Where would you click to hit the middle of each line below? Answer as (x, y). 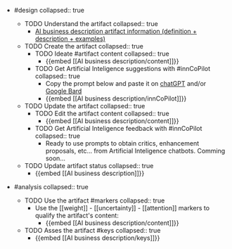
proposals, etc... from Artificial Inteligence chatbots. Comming (135, 151)
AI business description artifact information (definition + (116, 31)
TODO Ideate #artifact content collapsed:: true (102, 53)
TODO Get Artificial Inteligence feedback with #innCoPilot (118, 128)
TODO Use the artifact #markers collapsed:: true (95, 200)
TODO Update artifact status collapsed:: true (89, 166)
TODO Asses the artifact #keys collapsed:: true (92, 230)
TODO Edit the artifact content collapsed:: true (102, 113)
